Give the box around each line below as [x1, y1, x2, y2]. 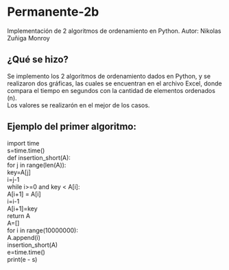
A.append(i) [7, 233, 41, 241]
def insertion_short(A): [7, 153, 71, 161]
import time [7, 139, 40, 147]
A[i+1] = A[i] [7, 189, 41, 198]
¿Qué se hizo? [7, 54, 69, 66]
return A [7, 211, 31, 219]
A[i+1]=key [7, 204, 38, 213]
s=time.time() [7, 146, 45, 154]
